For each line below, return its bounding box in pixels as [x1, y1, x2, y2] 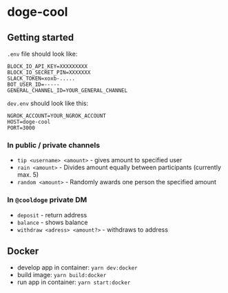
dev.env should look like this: [7, 99, 89, 107]
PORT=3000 [7, 124, 36, 131]
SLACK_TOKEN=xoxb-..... [7, 75, 76, 82]
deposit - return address [17, 210, 87, 219]
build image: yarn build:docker [17, 271, 107, 279]
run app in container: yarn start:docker [17, 278, 131, 286]
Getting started [7, 32, 74, 43]
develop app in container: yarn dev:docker [17, 263, 138, 272]
